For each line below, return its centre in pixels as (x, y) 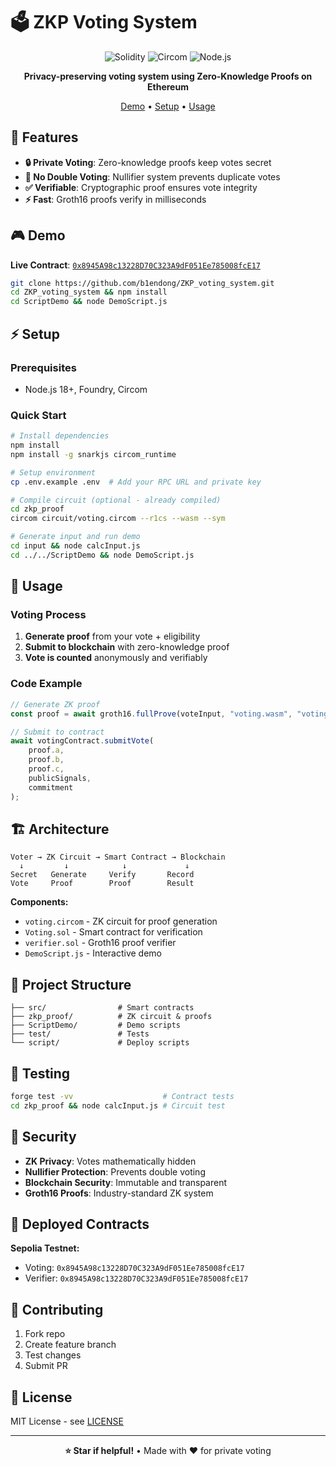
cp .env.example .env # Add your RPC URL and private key (136, 482)
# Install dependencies (60, 436)
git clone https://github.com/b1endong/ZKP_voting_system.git (142, 283)
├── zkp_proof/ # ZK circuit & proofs (111, 1017)
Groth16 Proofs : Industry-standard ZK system (119, 1193)
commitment (51, 787)
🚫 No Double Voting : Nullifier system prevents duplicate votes (152, 176)
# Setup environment (53, 472)
